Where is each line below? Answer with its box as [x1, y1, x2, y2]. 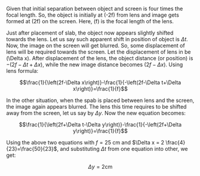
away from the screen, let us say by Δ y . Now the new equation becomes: [6, 110, 186, 116]
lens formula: [6, 67, 39, 74]
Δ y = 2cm [88, 163, 113, 170]
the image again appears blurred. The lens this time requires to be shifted [6, 103, 187, 110]
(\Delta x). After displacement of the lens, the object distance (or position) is [6, 55, 193, 61]
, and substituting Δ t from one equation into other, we [56, 146, 188, 152]
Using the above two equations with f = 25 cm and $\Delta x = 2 [6, 139, 165, 146]
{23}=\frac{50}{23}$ [6, 146, 57, 152]
